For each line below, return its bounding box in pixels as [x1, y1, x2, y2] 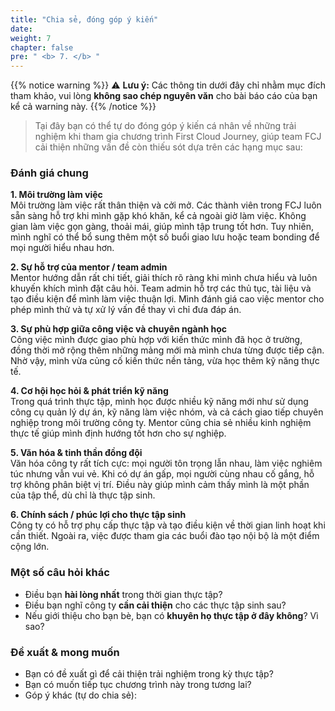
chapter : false [10, 42, 74, 53]
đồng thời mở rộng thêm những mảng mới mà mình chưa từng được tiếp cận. [10, 344, 325, 356]
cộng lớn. [10, 541, 50, 553]
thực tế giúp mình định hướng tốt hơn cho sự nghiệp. [10, 427, 227, 440]
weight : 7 [10, 33, 52, 43]
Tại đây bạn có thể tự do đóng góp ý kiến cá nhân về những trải [34, 120, 297, 132]
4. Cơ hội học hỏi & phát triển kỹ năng [10, 385, 169, 397]
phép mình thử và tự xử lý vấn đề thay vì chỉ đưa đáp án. [10, 304, 242, 316]
